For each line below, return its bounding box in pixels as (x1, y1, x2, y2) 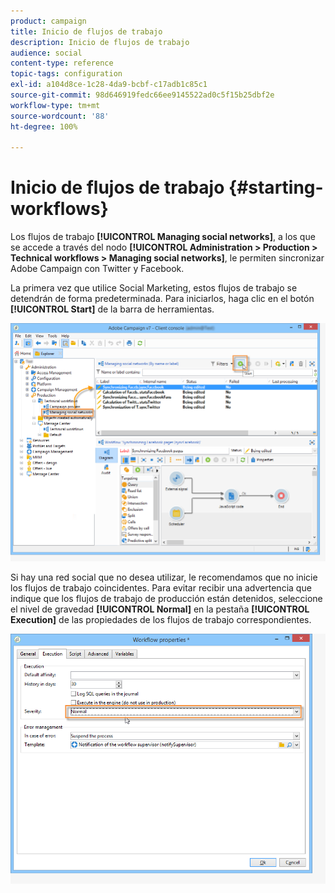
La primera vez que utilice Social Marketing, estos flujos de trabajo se (10, 282, 298, 294)
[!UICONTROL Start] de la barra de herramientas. (10, 303, 215, 315)
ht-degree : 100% (10, 121, 78, 132)
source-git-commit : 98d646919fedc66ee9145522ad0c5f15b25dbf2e (10, 90, 275, 100)
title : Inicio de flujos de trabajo (10, 26, 163, 37)
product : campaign (10, 16, 87, 26)
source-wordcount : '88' (10, 111, 110, 121)
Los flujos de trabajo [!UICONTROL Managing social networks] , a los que (10, 231, 316, 243)
